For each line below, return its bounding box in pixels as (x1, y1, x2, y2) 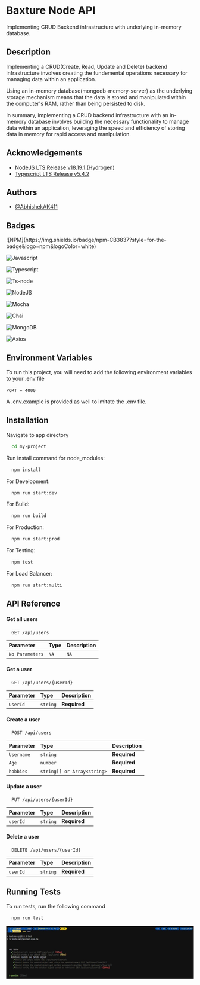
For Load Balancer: (6, 570, 53, 577)
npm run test (11, 915, 44, 921)
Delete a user (6, 833, 40, 840)
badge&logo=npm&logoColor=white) (6, 243, 96, 250)
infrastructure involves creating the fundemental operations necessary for (6, 69, 187, 77)
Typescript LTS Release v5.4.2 (14, 170, 90, 177)
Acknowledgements (6, 148, 83, 158)
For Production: (6, 524, 45, 531)
